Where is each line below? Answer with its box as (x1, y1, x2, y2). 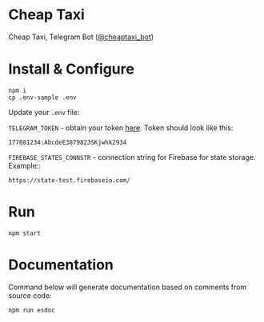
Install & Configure (8, 60, 134, 78)
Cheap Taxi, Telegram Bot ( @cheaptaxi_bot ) (8, 32, 154, 42)
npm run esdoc (8, 306, 56, 314)
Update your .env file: (8, 107, 80, 117)
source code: (8, 290, 52, 300)
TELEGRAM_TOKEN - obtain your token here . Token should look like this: (8, 122, 234, 133)
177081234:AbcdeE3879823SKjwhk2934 (8, 138, 127, 146)
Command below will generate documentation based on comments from (8, 282, 247, 292)
